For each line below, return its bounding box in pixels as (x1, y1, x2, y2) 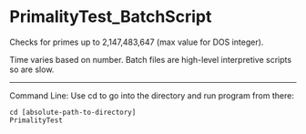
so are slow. (9, 64, 55, 75)
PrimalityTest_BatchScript (9, 6, 212, 27)
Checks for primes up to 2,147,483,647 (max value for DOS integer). (9, 36, 264, 47)
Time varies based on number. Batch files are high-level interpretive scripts (9, 54, 292, 65)
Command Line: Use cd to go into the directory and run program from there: (9, 89, 294, 101)
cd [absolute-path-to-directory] (9, 108, 137, 117)
